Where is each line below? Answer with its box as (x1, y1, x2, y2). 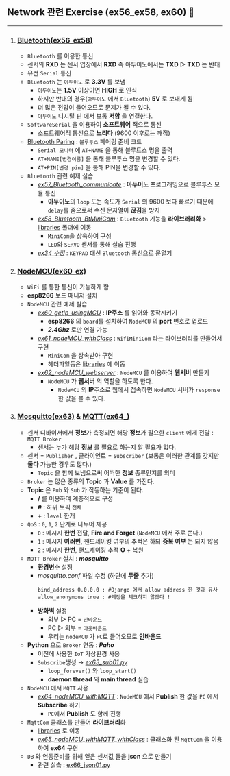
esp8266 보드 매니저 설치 (27, 291, 98, 300)
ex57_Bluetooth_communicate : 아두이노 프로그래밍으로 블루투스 (37, 180, 214, 189)
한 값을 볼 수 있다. (57, 394, 105, 402)
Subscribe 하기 (37, 701, 81, 709)
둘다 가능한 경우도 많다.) (27, 460, 92, 468)
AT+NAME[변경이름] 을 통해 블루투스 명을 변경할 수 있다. (37, 155, 181, 163)
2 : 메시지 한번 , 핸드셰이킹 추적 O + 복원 (37, 546, 144, 554)
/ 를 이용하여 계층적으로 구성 (37, 494, 114, 502)
